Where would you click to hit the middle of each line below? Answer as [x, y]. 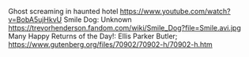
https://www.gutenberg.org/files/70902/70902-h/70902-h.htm [111, 45]
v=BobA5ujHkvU [35, 20]
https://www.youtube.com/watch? [175, 11]
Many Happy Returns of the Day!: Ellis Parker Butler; [93, 36]
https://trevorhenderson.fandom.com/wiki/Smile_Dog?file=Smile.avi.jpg [124, 28]
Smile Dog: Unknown [98, 20]
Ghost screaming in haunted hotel [63, 11]
